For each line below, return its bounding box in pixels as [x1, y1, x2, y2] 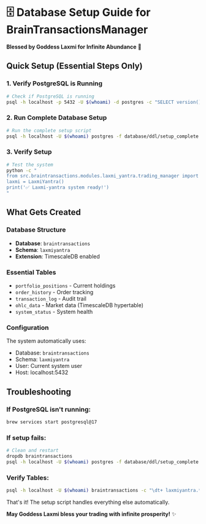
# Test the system [6, 162, 53, 168]
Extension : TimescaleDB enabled [15, 252, 100, 260]
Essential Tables [6, 268, 56, 276]
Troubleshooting [6, 386, 72, 397]
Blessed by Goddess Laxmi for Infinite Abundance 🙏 [6, 43, 142, 50]
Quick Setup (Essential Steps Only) [6, 61, 143, 71]
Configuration [6, 323, 49, 332]
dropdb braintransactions [6, 453, 72, 459]
